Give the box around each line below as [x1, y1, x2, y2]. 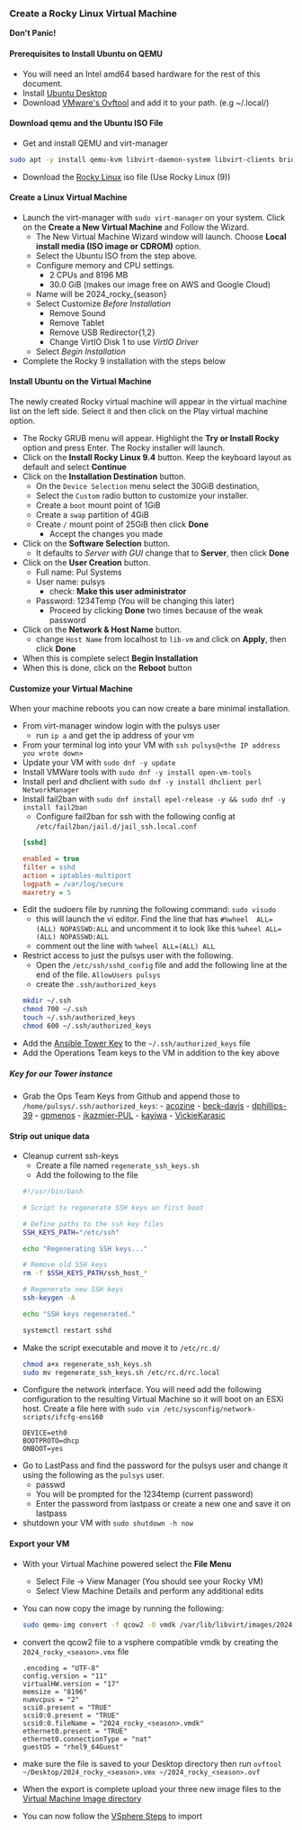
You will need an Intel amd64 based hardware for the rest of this [22, 68, 261, 79]
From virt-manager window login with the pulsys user [22, 720, 220, 731]
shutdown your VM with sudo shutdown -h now [22, 1517, 194, 1528]
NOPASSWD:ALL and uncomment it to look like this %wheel [59, 923, 262, 934]
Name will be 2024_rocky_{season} [35, 288, 167, 299]
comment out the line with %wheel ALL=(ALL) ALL [35, 940, 216, 952]
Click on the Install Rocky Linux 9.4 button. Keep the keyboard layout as [22, 451, 292, 462]
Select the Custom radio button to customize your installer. [35, 490, 249, 501]
